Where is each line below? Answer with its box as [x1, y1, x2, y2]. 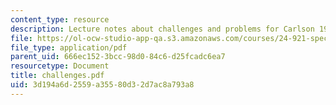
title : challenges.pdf [10, 71, 105, 81]
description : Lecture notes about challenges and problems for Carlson [10, 24, 315, 34]
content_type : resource [10, 14, 110, 25]
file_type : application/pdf [10, 42, 128, 53]
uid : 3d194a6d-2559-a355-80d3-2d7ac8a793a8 [10, 80, 195, 90]
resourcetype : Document [10, 61, 110, 71]
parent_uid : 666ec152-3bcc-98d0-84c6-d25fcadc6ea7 [10, 52, 226, 62]
